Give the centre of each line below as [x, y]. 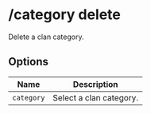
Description [95, 84]
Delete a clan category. [46, 37]
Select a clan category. [96, 97]
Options [29, 62]
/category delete [64, 15]
